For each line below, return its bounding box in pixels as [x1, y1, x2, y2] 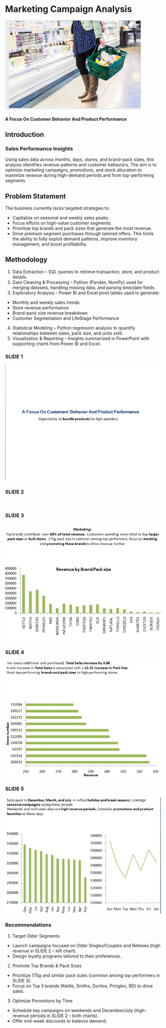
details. [12, 274, 28, 280]
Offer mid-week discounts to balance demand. [12, 1018, 107, 1024]
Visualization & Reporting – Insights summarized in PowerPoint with [12, 335, 150, 341]
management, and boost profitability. [12, 241, 87, 247]
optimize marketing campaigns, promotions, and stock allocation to [5, 167, 142, 173]
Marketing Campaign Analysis [5, 3, 132, 15]
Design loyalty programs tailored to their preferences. [12, 953, 122, 959]
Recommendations [5, 922, 52, 929]
